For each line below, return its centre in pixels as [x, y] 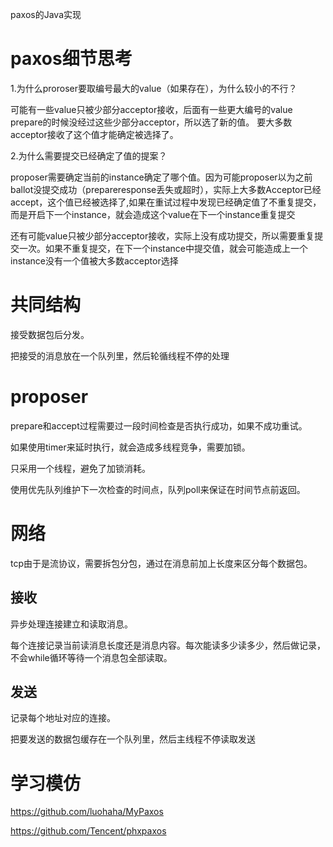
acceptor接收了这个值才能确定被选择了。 [94, 134]
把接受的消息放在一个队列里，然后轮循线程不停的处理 [120, 355]
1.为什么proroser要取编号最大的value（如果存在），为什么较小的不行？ [154, 88]
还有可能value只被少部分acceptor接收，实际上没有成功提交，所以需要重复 [162, 235]
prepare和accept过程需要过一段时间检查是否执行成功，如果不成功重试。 [159, 425]
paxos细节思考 [71, 59]
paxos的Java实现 [46, 14]
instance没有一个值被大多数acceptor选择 [94, 260]
